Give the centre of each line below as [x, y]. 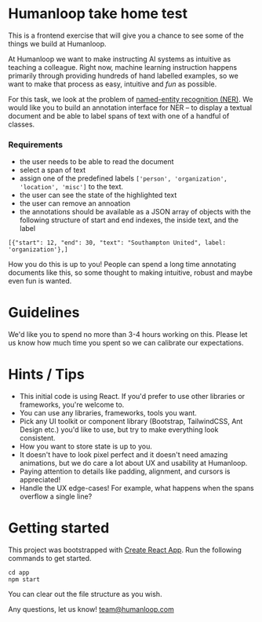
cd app [19, 573]
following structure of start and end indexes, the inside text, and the [129, 220]
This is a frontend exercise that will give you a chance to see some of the [126, 35]
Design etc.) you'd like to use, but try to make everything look [119, 430]
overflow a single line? [56, 496]
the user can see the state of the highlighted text [98, 195]
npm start [24, 580]
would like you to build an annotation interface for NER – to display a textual [130, 108]
